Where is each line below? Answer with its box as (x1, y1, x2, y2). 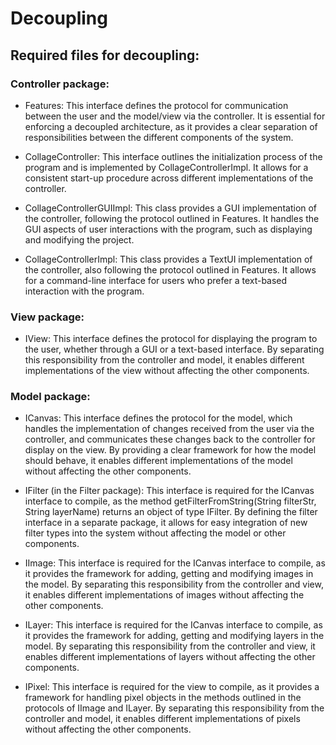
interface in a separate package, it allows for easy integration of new (24, 517, 308, 529)
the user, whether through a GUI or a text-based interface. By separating (24, 343, 325, 356)
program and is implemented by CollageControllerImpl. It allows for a (24, 161, 309, 173)
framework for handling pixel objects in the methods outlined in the (24, 692, 302, 704)
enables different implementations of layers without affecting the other (24, 651, 316, 663)
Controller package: (10, 77, 110, 91)
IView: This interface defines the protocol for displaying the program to (24, 333, 318, 345)
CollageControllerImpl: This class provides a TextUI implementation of (24, 253, 313, 265)
